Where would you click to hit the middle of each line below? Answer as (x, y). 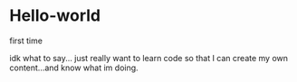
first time (26, 41)
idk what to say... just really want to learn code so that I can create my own (148, 58)
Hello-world (55, 16)
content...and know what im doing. (74, 68)
